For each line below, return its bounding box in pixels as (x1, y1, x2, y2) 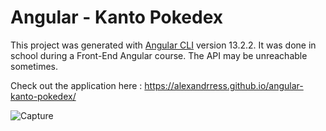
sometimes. (10, 60, 59, 72)
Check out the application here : (10, 79, 143, 91)
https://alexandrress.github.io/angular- (144, 79, 304, 91)
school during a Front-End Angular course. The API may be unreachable (10, 49, 308, 61)
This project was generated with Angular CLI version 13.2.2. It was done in (10, 39, 317, 51)
